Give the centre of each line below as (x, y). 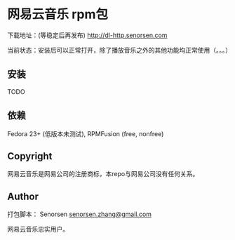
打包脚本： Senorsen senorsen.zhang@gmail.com (80, 214)
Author (23, 196)
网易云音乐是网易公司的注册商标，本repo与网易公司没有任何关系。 (103, 174)
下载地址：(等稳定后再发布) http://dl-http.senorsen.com (87, 35)
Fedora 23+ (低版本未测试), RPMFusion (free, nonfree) (86, 133)
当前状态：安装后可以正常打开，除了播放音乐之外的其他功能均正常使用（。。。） (119, 50)
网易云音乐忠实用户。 (38, 229)
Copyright (30, 156)
